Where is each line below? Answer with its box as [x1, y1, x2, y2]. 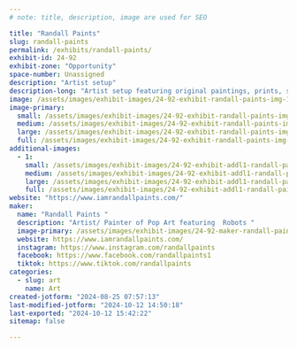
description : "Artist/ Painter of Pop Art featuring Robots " [17, 218, 255, 227]
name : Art [25, 284, 62, 293]
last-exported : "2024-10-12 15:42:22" [9, 309, 152, 318]
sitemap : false [9, 317, 65, 326]
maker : [9, 202, 34, 211]
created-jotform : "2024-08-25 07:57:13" [9, 292, 161, 301]
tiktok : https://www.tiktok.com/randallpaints [17, 259, 192, 268]
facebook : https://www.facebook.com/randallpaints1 [17, 251, 212, 260]
